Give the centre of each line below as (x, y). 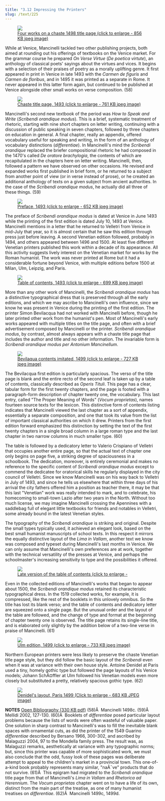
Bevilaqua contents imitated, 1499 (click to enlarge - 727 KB (78, 359)
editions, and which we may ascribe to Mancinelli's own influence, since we (82, 302)
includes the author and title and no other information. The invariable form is (82, 339)
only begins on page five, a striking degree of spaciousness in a (70, 456)
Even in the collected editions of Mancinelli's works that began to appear (79, 583)
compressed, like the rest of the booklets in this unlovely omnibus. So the (79, 599)
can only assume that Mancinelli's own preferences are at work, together (79, 549)
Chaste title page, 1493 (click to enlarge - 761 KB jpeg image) (79, 104)
